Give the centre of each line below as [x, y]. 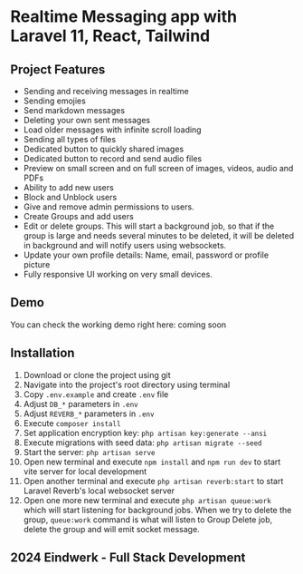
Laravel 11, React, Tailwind [110, 36]
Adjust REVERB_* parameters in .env [89, 413]
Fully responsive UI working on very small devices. [118, 274]
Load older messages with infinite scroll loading [112, 130]
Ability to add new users [68, 187]
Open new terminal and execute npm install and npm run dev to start [152, 462]
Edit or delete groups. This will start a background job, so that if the [149, 226]
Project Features [58, 69]
